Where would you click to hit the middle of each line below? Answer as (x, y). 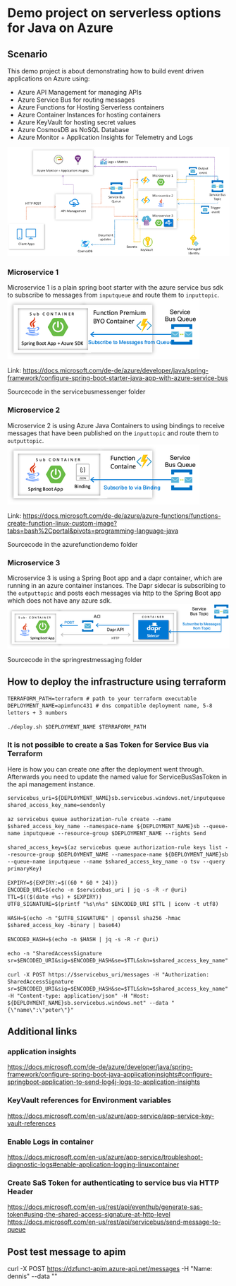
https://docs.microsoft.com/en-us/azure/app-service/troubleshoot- (105, 1157)
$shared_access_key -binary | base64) (64, 925)
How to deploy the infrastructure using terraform (117, 682)
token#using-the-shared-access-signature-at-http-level (89, 1215)
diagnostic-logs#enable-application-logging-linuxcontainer (93, 1164)
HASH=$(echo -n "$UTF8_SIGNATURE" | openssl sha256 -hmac (94, 918)
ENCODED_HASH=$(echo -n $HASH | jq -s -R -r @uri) (83, 939)
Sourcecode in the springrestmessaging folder (75, 659)
